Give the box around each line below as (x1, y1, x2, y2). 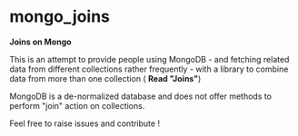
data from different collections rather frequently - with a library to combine (9, 63, 289, 74)
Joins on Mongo (9, 36, 72, 47)
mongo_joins (9, 6, 111, 27)
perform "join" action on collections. (9, 100, 145, 111)
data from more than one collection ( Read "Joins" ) (9, 73, 202, 83)
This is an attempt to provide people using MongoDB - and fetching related (9, 53, 290, 64)
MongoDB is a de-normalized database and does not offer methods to (9, 91, 273, 102)
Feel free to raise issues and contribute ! (9, 118, 161, 129)
